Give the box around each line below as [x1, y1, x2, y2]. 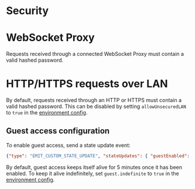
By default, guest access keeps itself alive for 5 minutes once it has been [6, 163, 183, 171]
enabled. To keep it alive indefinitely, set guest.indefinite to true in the [6, 170, 180, 177]
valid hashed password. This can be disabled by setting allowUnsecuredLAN [6, 103, 186, 110]
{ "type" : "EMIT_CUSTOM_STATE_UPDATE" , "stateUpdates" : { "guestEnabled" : [6, 153, 190, 159]
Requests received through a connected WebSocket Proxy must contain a [6, 50, 184, 58]
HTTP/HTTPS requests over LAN [6, 77, 168, 90]
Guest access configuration [6, 126, 110, 136]
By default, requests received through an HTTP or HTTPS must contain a [6, 97, 182, 104]
